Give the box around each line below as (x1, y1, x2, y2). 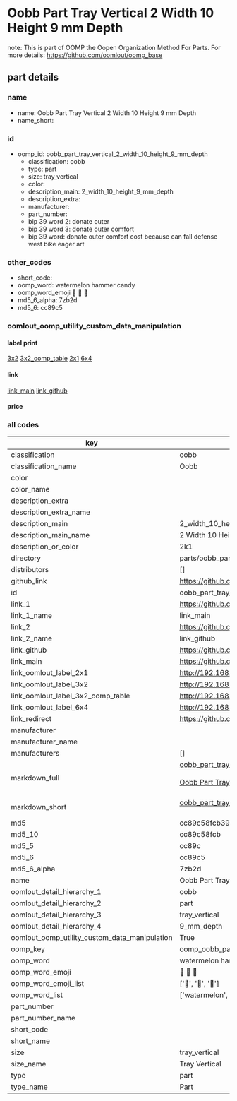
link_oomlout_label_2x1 (11, 668, 89, 678)
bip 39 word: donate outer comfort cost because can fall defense (28, 232, 218, 241)
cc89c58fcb (179, 830, 221, 840)
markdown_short (11, 802, 67, 812)
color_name (11, 484, 50, 494)
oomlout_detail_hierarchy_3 (11, 910, 102, 920)
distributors (11, 565, 49, 575)
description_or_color (11, 542, 79, 552)
